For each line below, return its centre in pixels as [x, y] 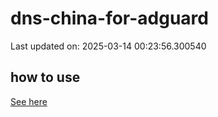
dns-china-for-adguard [109, 18]
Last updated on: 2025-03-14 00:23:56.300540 [108, 46]
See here [29, 101]
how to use [45, 77]
